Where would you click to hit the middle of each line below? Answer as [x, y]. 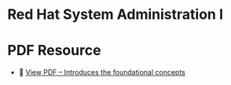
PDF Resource [54, 51]
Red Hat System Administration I [115, 15]
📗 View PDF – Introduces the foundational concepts [102, 72]
